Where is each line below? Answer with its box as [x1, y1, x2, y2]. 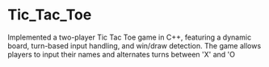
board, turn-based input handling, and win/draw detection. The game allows [7, 40, 262, 50]
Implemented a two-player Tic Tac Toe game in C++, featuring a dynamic [7, 32, 252, 42]
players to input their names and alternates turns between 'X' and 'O [7, 49, 236, 59]
